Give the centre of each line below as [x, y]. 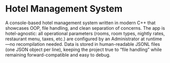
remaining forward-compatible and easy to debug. [58, 55]
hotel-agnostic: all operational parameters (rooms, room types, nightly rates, [85, 33]
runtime [154, 39]
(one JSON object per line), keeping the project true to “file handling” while [84, 49]
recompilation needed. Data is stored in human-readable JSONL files [88, 44]
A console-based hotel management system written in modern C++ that [80, 23]
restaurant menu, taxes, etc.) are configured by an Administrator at [75, 39]
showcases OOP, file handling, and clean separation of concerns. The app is [85, 28]
